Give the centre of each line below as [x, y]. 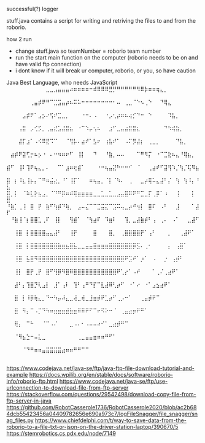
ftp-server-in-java [29, 401]
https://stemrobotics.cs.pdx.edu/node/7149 [61, 433]
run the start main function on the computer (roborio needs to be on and [106, 57]
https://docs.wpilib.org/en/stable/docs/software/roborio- [101, 375]
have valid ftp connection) [48, 64]
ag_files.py [20, 420]
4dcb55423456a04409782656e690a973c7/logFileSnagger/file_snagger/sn [102, 414]
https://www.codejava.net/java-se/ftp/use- [113, 381]
